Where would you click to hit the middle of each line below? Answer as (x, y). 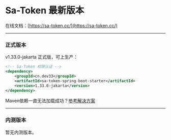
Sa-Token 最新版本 (45, 10)
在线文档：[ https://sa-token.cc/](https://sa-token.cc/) (62, 26)
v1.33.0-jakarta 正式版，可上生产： (41, 57)
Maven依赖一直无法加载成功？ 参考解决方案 (50, 101)
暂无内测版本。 (21, 132)
